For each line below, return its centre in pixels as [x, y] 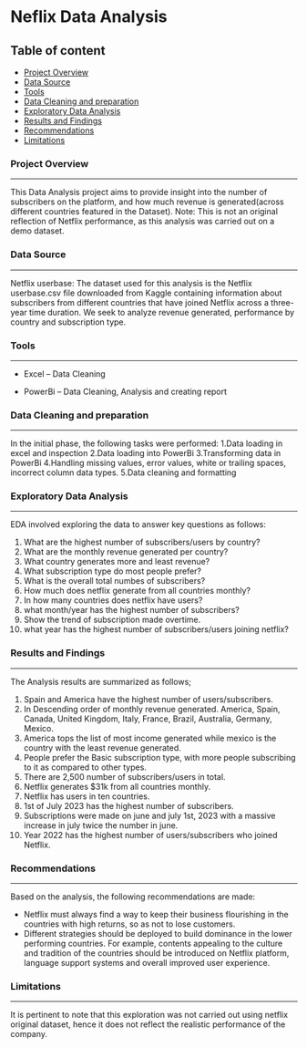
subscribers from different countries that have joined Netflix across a [140, 302]
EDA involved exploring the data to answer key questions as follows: [138, 524]
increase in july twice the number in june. [101, 825]
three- [282, 302]
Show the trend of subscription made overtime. [112, 620]
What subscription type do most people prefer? [113, 571]
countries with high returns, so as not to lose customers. [129, 924]
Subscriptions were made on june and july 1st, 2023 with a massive [149, 815]
